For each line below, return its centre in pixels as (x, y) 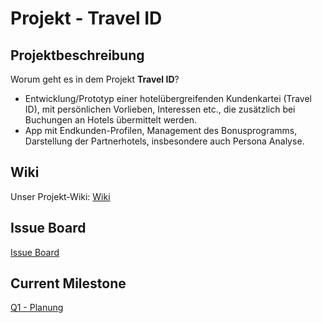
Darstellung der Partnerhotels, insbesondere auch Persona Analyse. (164, 141)
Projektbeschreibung (77, 55)
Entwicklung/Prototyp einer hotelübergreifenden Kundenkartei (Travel (168, 98)
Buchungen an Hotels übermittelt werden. (111, 120)
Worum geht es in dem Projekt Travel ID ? (95, 79)
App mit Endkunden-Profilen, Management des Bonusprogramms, (161, 130)
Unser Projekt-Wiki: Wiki (60, 196)
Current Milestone (68, 283)
